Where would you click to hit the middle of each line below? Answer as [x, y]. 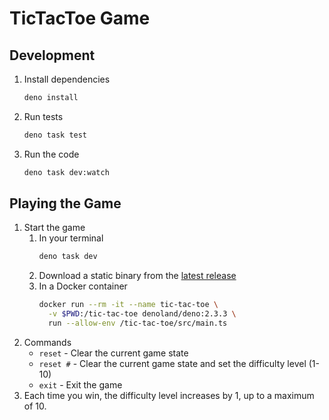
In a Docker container [83, 286]
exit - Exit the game [80, 384]
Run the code [51, 154]
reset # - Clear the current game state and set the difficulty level [172, 363]
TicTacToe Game [80, 18]
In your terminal [71, 238]
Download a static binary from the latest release [137, 276]
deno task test [55, 135]
